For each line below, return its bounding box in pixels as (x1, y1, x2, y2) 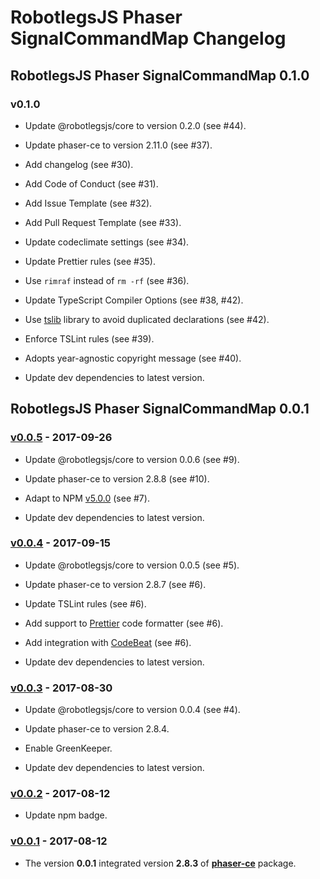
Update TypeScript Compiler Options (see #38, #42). (24, 294, 244, 306)
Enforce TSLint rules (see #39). (24, 332, 155, 345)
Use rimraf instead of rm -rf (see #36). (24, 274, 190, 286)
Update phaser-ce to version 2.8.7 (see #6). (24, 578, 207, 590)
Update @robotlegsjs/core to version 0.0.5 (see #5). (24, 559, 240, 571)
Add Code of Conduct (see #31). (24, 177, 159, 190)
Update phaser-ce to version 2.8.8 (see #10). (24, 472, 210, 485)
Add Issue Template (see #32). (24, 197, 153, 209)
